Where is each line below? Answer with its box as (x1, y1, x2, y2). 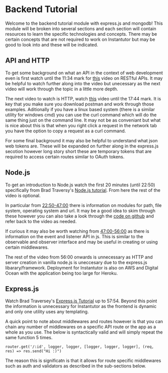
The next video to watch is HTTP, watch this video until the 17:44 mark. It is (5, 95, 161, 101)
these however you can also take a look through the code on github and (5, 213, 154, 219)
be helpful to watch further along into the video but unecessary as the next (5, 80, 160, 86)
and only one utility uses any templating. (5, 309, 89, 315)
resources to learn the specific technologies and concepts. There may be (5, 31, 157, 37)
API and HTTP (5, 57, 50, 65)
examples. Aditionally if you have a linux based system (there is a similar (5, 106, 155, 112)
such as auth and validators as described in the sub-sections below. (5, 363, 146, 369)
